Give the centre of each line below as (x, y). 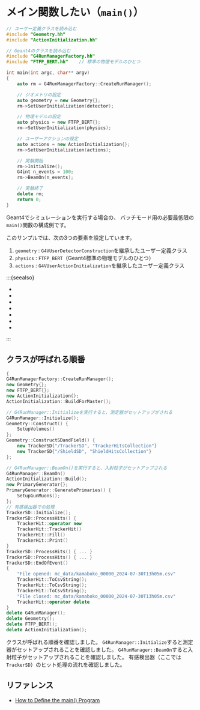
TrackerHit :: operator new (50, 524)
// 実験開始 (30, 161)
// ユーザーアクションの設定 (48, 139)
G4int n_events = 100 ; (45, 172)
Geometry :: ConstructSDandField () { (51, 440)
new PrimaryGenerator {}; (37, 485)
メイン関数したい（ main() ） (75, 12)
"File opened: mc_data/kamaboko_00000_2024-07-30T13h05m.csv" (96, 574)
